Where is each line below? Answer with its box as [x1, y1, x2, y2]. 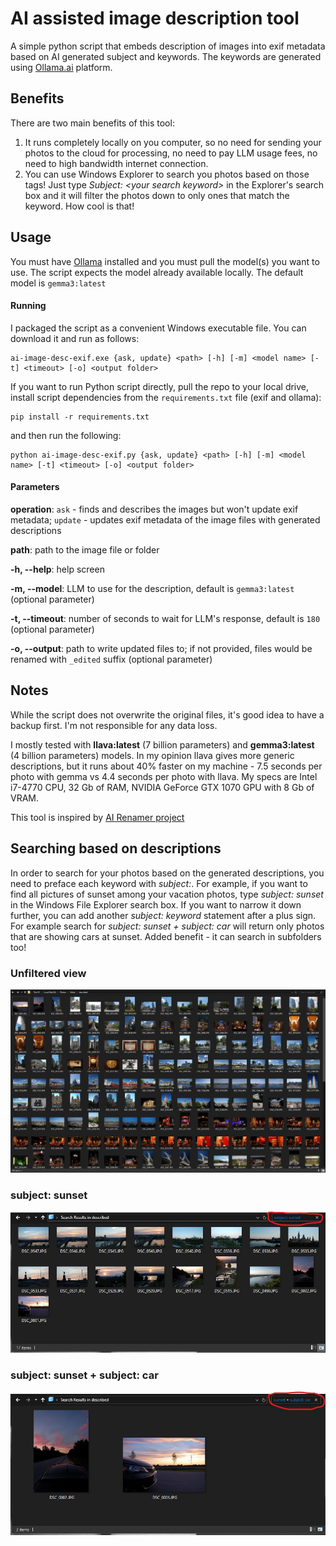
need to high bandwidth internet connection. [24, 157, 209, 169]
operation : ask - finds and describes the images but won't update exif [10, 503, 299, 515]
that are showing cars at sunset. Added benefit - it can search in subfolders [10, 930, 322, 942]
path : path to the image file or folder [10, 543, 160, 556]
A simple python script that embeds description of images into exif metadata [10, 40, 326, 52]
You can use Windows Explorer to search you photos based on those [24, 168, 310, 180]
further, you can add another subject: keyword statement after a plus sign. [10, 909, 317, 921]
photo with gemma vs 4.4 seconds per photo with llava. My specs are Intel [10, 770, 318, 782]
